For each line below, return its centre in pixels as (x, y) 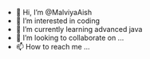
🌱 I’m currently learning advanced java (79, 29)
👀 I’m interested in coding (58, 21)
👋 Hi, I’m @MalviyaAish (54, 12)
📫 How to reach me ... (53, 47)
